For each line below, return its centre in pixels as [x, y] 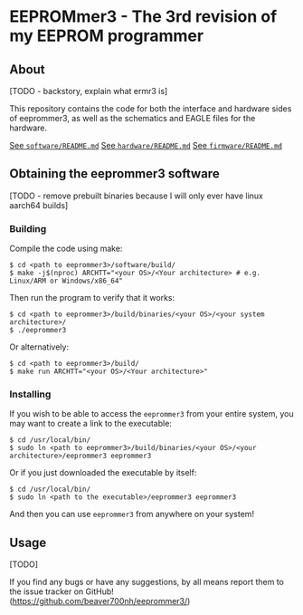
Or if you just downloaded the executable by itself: [103, 473]
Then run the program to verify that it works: [92, 298]
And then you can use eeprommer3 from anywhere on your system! [132, 514]
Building [28, 228]
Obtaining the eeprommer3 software [114, 174]
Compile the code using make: [66, 249]
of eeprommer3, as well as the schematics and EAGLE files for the [133, 118]
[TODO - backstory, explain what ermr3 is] [89, 91]
